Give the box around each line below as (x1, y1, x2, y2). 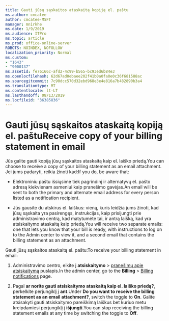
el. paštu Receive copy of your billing (5, 130, 163, 142)
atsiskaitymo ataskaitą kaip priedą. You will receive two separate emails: (12, 221, 163, 227)
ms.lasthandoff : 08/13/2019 (5, 93, 65, 98)
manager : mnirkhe (5, 21, 42, 27)
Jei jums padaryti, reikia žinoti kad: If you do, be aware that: (5, 169, 129, 175)
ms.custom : (5, 55, 29, 60)
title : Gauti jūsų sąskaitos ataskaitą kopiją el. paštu (5, 7, 129, 13)
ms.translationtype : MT (5, 83, 56, 88)
